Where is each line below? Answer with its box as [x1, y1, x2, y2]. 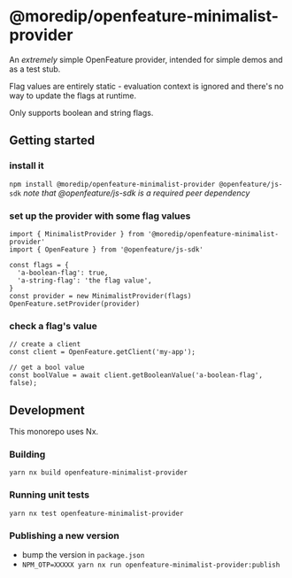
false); [9, 379, 38, 388]
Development [9, 403, 86, 418]
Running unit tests [9, 489, 90, 501]
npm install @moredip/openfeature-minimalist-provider [9, 180, 216, 189]
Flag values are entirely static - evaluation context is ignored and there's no [9, 81, 284, 91]
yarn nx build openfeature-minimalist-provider [9, 468, 188, 477]
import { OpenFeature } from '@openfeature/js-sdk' [9, 245, 204, 254]
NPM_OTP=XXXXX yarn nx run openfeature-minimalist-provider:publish [21, 560, 280, 569]
